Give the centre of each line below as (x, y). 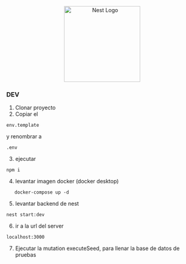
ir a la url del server (39, 226)
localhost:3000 (26, 237)
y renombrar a (24, 137)
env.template (23, 125)
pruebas (26, 255)
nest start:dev (26, 215)
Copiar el (26, 114)
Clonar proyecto (35, 108)
